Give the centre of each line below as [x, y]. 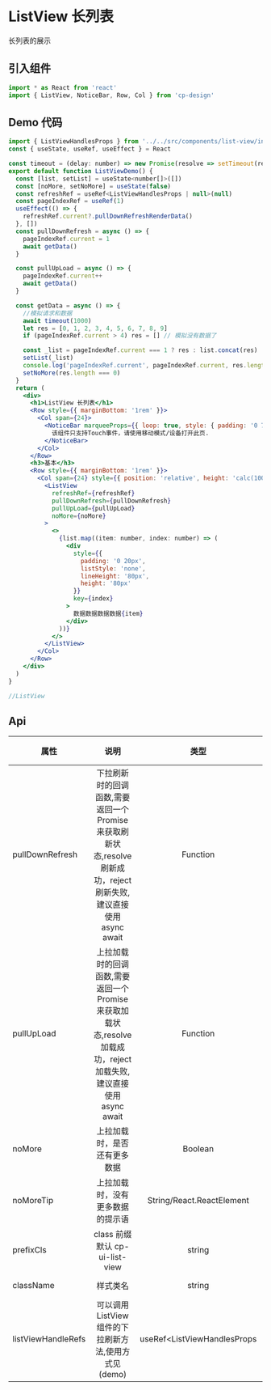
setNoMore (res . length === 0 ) [72, 373]
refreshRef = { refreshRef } [93, 493]
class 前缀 [113, 1235]
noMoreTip [33, 1201]
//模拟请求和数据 [48, 313]
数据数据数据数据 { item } [108, 613]
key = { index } [93, 599]
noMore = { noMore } [79, 516]
